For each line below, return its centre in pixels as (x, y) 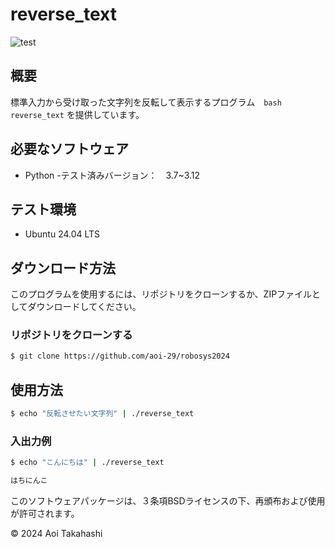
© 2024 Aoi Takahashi (56, 534)
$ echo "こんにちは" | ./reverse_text (87, 463)
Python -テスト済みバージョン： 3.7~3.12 (112, 175)
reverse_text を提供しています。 (77, 114)
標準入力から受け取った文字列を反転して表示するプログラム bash (146, 102)
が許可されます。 (45, 514)
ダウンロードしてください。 (84, 307)
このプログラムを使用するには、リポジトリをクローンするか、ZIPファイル (161, 294)
